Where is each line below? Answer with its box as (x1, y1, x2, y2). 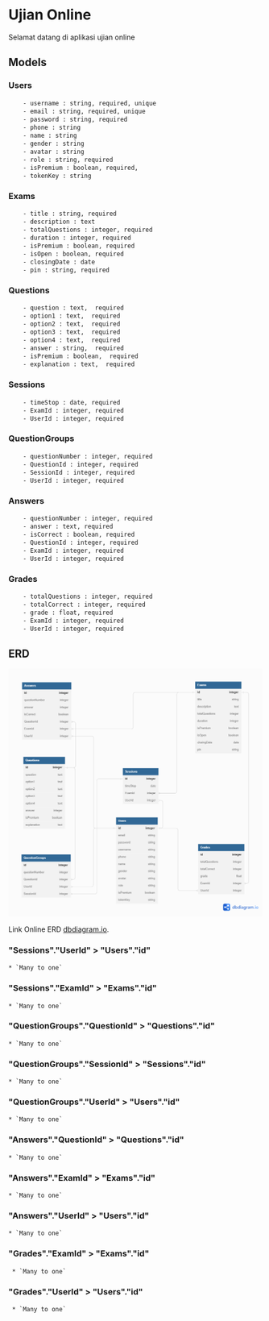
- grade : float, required (23, 609, 114, 617)
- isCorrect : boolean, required (23, 530, 135, 539)
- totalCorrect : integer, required (23, 600, 147, 609)
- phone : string (23, 123, 81, 131)
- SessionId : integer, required (23, 468, 135, 476)
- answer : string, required (23, 344, 125, 352)
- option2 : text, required (23, 320, 121, 328)
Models (8, 56, 47, 69)
